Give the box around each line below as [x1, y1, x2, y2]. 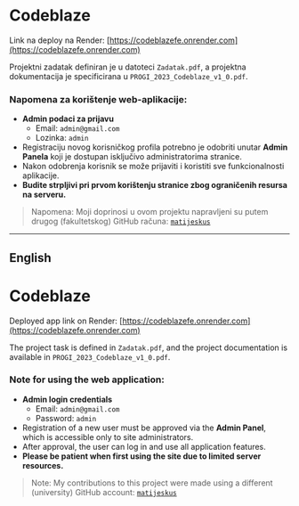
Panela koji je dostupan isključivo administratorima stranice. [21, 151, 243, 162]
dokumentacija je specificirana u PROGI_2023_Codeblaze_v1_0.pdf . [9, 70, 248, 81]
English [9, 250, 52, 265]
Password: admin [35, 412, 97, 423]
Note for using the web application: [9, 373, 165, 386]
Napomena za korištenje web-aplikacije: [9, 93, 188, 105]
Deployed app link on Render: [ [9, 315, 123, 326]
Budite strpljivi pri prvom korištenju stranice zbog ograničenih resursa [21, 180, 287, 191]
